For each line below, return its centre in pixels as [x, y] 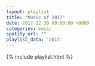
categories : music [29, 28]
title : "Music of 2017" [36, 17]
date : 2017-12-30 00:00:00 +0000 [48, 23]
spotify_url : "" [26, 34]
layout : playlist [28, 12]
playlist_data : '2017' [34, 40]
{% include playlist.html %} [40, 57]
